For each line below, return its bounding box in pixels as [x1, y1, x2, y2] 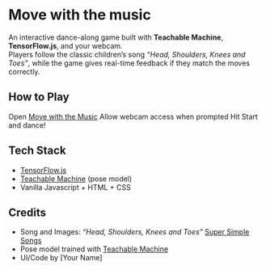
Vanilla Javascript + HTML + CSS [19, 182, 131, 192]
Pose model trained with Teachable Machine [19, 244, 168, 254]
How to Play [8, 91, 70, 104]
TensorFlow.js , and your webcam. [8, 40, 123, 50]
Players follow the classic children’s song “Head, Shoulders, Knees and [8, 49, 246, 59]
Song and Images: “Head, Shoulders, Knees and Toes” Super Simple [19, 227, 250, 237]
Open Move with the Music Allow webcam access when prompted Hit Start [8, 112, 259, 121]
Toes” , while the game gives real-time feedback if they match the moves [8, 58, 251, 68]
